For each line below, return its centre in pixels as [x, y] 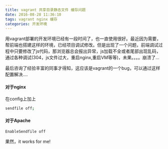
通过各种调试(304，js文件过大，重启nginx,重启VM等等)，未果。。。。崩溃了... [82, 58]
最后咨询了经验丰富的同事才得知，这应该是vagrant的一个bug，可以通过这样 [83, 68]
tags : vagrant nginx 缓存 [31, 19]
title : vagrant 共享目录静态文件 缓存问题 [45, 10]
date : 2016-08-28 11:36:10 [33, 15]
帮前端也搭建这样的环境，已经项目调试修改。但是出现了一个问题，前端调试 [82, 45]
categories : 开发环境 [26, 24]
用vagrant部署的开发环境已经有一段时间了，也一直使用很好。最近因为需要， [83, 39]
